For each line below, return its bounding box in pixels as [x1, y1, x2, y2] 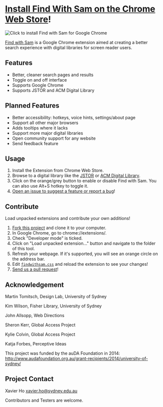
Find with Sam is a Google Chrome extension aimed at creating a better [5, 39, 148, 45]
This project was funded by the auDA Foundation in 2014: [5, 350, 120, 356]
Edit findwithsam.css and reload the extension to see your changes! [12, 261, 148, 267]
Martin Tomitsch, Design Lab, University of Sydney [5, 294, 107, 299]
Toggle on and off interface [12, 77, 67, 83]
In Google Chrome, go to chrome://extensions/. [12, 230, 107, 236]
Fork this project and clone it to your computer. [12, 225, 107, 231]
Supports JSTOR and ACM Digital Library [12, 87, 95, 93]
